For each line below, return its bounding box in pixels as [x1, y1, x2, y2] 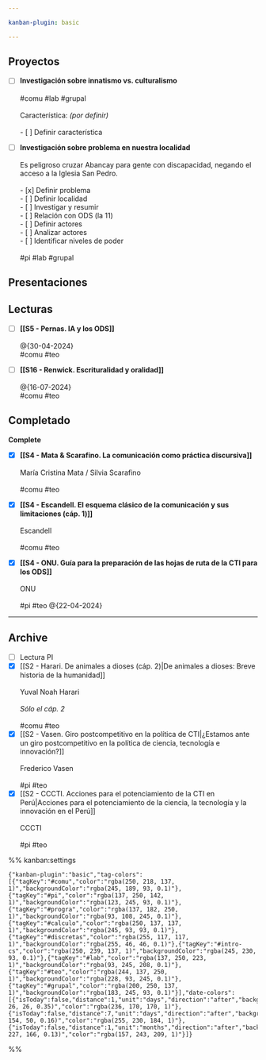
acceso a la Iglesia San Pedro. [19, 168, 119, 178]
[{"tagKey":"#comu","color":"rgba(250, [8, 877, 140, 885]
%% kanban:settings [8, 855, 77, 865]
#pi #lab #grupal [19, 252, 74, 262]
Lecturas [8, 303, 53, 316]
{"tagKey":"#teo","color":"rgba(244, [8, 968, 133, 976]
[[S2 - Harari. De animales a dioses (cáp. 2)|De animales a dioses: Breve [19, 661, 256, 671]
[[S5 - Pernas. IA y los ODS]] [19, 323, 115, 333]
